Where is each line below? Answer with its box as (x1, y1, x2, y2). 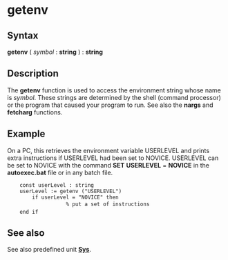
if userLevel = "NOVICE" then (32, 194, 119, 201)
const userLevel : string (19, 181, 95, 188)
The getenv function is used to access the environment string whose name (7, 86, 221, 94)
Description (7, 68, 59, 79)
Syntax (7, 30, 39, 41)
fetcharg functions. (7, 108, 63, 116)
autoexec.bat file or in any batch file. (7, 168, 113, 177)
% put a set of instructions (66, 201, 150, 208)
